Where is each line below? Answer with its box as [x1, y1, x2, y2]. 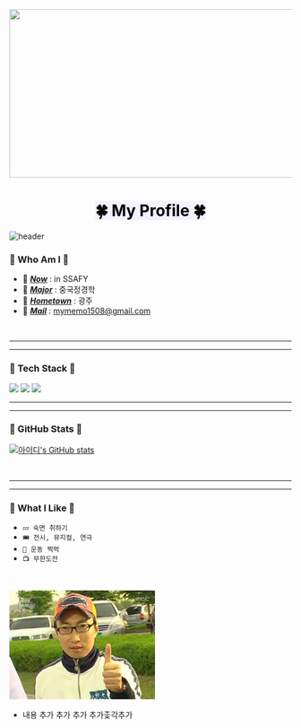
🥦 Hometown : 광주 [21, 295, 93, 306]
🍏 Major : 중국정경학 [21, 285, 96, 295]
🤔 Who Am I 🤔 [9, 253, 69, 266]
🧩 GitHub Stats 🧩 [9, 423, 82, 435]
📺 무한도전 [21, 555, 58, 564]
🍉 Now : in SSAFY [21, 274, 89, 285]
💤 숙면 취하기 [21, 524, 68, 533]
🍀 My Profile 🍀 [95, 201, 206, 221]
